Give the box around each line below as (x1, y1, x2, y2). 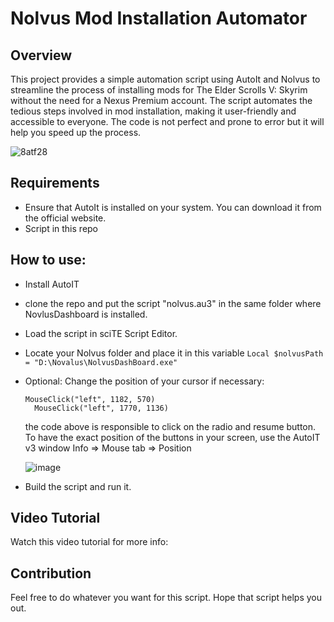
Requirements (10, 175, 100, 192)
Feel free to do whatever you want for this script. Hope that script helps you (10, 592, 322, 604)
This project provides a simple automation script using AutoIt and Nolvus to (10, 73, 321, 85)
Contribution (10, 565, 92, 582)
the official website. (24, 212, 107, 224)
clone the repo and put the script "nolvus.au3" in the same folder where (24, 297, 322, 309)
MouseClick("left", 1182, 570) (24, 394, 156, 404)
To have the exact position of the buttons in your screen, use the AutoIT (24, 431, 321, 443)
